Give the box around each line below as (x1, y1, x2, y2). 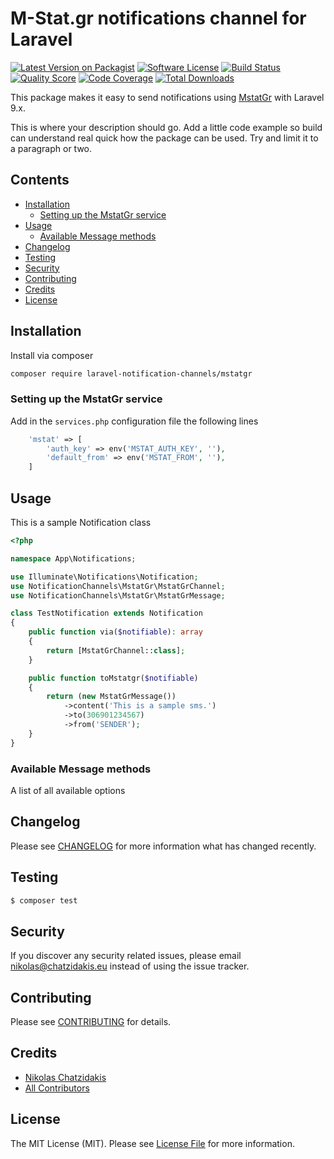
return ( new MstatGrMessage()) (46, 692, 177, 702)
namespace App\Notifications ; (10, 553, 137, 564)
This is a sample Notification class (10, 517, 152, 529)
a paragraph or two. (10, 142, 93, 154)
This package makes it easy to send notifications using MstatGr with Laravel (10, 91, 325, 103)
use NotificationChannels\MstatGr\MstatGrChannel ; (10, 581, 226, 591)
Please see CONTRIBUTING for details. (10, 1016, 172, 1028)
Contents (10, 172, 70, 189)
